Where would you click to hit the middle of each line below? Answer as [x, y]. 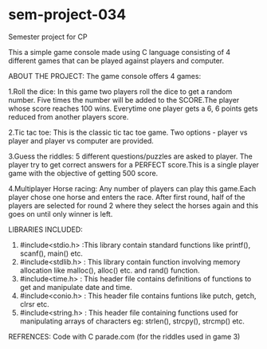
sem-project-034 [67, 15]
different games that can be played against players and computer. [116, 61]
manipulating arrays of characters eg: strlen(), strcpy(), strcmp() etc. [132, 321]
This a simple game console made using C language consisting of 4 [120, 52]
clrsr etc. [34, 304]
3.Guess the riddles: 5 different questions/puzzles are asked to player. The [130, 156]
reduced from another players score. [69, 116]
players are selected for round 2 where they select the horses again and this [133, 206]
